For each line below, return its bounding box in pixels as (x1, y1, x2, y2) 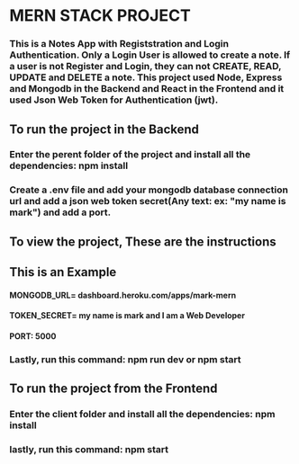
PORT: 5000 (9, 330, 57, 342)
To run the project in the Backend (9, 121, 200, 137)
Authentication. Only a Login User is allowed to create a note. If (9, 49, 291, 61)
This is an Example (9, 264, 117, 280)
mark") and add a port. (9, 206, 111, 219)
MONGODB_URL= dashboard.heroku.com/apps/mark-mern (9, 290, 237, 300)
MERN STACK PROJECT (9, 5, 191, 26)
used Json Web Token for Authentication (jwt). (9, 94, 219, 106)
